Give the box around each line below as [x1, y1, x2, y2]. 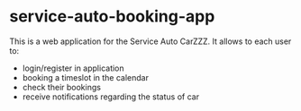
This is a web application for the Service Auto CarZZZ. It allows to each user [9, 36, 292, 47]
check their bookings [22, 81, 102, 92]
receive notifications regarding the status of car [22, 91, 200, 102]
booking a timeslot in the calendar [22, 72, 149, 82]
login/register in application [22, 63, 124, 73]
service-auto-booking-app [9, 6, 215, 27]
